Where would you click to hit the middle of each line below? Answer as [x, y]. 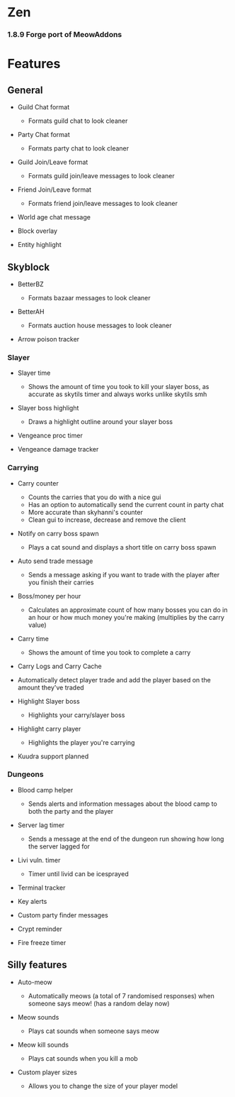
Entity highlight [39, 245]
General [25, 90]
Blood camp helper [45, 790]
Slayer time [34, 373]
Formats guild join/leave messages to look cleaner [101, 176]
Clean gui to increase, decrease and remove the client [107, 520]
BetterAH [31, 311]
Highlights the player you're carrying [81, 742]
